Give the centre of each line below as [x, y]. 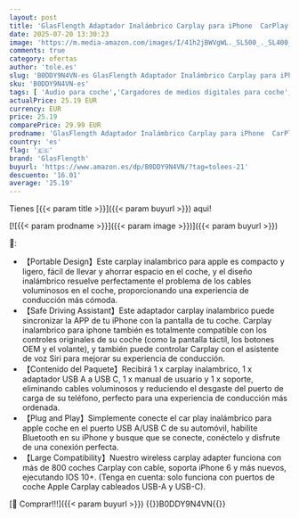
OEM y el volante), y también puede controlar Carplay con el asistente [150, 349]
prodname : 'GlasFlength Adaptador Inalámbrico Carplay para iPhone [137, 134]
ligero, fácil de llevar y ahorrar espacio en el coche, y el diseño [137, 272]
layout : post [33, 17]
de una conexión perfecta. [70, 448]
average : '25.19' [41, 184]
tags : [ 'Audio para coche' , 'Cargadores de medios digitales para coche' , [151, 92]
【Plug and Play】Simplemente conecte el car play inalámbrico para [147, 418]
